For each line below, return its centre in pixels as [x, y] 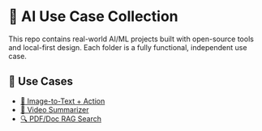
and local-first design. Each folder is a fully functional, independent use [128, 47]
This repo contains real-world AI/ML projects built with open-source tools [131, 39]
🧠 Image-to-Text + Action [62, 101]
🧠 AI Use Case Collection [93, 17]
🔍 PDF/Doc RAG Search [61, 118]
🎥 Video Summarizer [54, 109]
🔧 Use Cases [41, 81]
